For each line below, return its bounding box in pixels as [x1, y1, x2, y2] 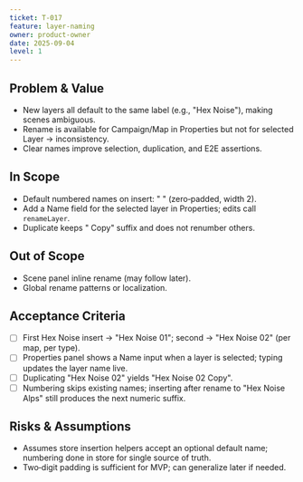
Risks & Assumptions [9, 419, 131, 435]
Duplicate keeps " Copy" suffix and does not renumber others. [22, 222, 256, 233]
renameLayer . [22, 212, 71, 223]
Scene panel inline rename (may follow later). [22, 273, 192, 284]
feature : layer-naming [9, 22, 95, 31]
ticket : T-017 [9, 13, 63, 23]
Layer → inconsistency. [22, 133, 110, 144]
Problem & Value [9, 81, 105, 96]
